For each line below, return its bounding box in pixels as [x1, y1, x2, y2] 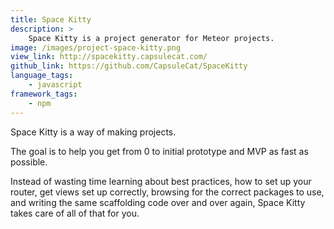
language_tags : [10, 71, 74, 81]
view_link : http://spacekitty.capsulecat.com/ [10, 52, 208, 62]
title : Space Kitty [10, 14, 92, 25]
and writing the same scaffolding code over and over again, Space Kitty [10, 196, 306, 208]
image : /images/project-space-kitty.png [10, 42, 182, 53]
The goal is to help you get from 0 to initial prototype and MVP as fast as [10, 145, 309, 157]
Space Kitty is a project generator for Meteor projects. [28, 33, 275, 43]
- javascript [28, 80, 83, 90]
